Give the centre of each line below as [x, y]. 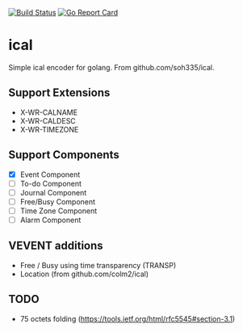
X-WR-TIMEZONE [49, 129]
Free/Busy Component [57, 201]
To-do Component [51, 183]
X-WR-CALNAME [49, 112]
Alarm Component [50, 220]
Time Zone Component [59, 211]
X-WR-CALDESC [48, 120]
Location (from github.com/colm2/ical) [84, 274]
